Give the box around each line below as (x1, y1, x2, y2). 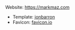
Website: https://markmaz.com (5, 4, 70, 10)
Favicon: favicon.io (12, 19, 52, 25)
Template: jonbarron (12, 14, 55, 19)
